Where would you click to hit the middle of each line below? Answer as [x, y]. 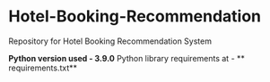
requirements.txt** [43, 68]
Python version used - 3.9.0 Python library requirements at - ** [127, 58]
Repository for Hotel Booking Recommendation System [110, 41]
